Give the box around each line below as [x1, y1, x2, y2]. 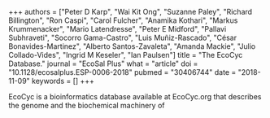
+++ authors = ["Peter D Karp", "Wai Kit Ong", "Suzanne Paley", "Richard [8, 7, 253, 16]
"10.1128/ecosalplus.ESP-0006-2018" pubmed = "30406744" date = [8, 68, 237, 76]
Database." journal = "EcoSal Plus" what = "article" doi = [8, 59, 198, 68]
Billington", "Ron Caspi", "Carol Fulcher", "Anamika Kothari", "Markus [8, 15, 238, 25]
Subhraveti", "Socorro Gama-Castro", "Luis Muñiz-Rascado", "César [8, 33, 237, 42]
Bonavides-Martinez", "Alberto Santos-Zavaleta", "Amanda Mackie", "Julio [8, 42, 256, 51]
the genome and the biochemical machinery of [8, 101, 165, 110]
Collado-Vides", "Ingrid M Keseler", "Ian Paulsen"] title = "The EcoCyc [8, 50, 243, 59]
